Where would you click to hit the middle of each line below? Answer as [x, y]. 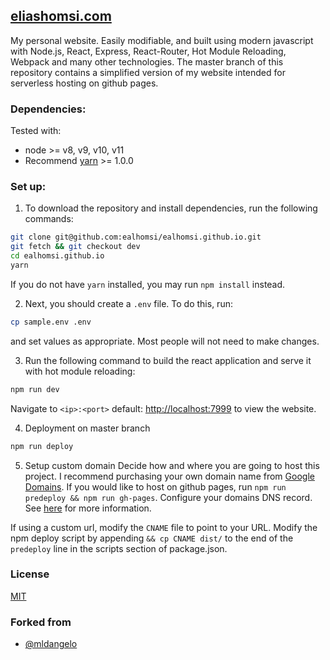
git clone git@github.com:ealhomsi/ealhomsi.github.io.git [136, 237]
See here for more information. [88, 508]
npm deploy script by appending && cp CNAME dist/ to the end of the [152, 538]
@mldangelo [51, 644]
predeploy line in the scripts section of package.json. [119, 548]
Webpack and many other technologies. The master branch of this [147, 61]
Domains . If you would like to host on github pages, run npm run [155, 486]
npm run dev [35, 389]
